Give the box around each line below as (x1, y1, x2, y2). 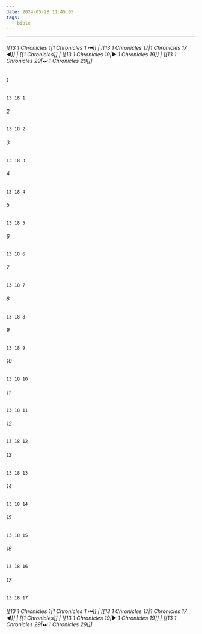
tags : (6, 14, 20, 20)
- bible (11, 20, 31, 26)
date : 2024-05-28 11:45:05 (6, 8, 74, 15)
